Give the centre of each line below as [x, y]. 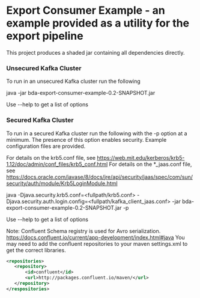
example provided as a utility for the [98, 23]
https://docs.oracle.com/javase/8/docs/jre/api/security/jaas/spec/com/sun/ [100, 177]
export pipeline [45, 36]
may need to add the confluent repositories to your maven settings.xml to [97, 243]
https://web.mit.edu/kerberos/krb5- [141, 157]
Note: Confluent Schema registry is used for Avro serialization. [83, 231]
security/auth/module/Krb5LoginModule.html [62, 183]
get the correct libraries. [36, 250]
